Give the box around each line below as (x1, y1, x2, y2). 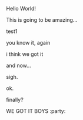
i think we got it (6, 51, 44, 58)
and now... (6, 62, 31, 69)
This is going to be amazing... (6, 16, 78, 23)
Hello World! (6, 5, 36, 12)
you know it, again (6, 39, 51, 46)
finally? (6, 96, 24, 103)
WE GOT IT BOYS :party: (6, 108, 66, 114)
